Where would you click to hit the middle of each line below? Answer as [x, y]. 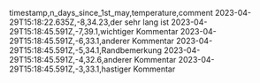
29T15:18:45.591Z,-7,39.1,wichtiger [72, 31]
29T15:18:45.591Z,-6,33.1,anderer [70, 41]
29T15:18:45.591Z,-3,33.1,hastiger [70, 69]
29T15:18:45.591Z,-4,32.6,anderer [71, 60]
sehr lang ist [147, 22]
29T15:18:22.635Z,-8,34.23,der [66, 22]
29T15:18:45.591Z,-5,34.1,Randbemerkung [85, 50]
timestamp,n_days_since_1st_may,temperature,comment [111, 13]
